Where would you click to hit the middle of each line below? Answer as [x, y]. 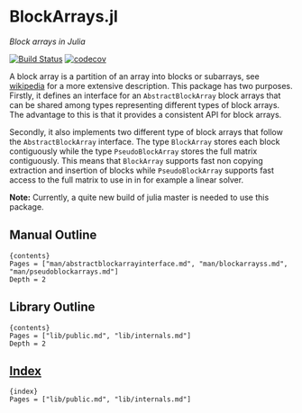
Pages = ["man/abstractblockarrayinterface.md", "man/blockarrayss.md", [149, 264]
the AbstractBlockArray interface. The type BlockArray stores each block [145, 141]
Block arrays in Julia [47, 41]
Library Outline [52, 307]
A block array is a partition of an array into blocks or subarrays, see [134, 76]
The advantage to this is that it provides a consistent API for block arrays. [146, 114]
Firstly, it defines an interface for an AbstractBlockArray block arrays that [145, 95]
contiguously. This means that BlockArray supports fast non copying [136, 160]
